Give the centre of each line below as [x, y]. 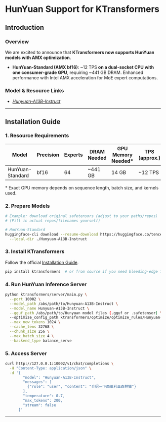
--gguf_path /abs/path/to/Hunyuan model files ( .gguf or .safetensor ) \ [86, 313]
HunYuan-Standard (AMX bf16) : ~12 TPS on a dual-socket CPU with [83, 67]
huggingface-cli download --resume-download [52, 234]
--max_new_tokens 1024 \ [35, 322]
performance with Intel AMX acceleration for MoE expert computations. [85, 77]
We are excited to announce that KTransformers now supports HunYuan [80, 52]
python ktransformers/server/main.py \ [46, 295]
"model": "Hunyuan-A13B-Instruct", [60, 377]
